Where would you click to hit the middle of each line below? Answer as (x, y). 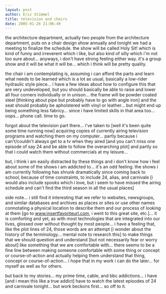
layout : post (19, 10)
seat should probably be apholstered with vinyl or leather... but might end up (83, 105)
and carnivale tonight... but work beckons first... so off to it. (66, 287)
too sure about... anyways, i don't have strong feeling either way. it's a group (83, 59)
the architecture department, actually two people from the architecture (77, 38)
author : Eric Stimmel (28, 14)
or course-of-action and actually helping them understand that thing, (75, 256)
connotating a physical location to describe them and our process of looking (83, 208)
